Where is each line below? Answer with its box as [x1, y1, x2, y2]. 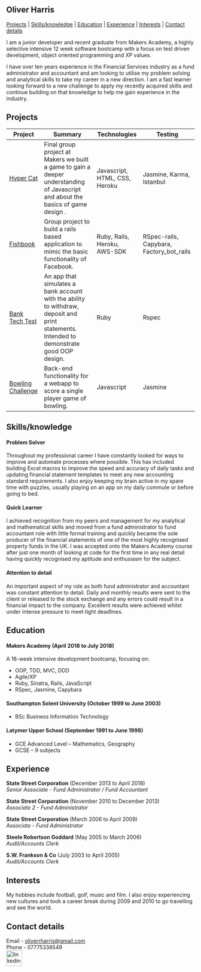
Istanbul [142, 177, 166, 186]
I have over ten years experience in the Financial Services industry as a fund [6, 63, 194, 70]
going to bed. [6, 490, 39, 497]
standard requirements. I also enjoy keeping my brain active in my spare [6, 478, 184, 485]
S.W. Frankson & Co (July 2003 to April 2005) [6, 852, 120, 859]
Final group [44, 140, 76, 149]
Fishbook [9, 240, 35, 248]
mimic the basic [44, 247, 89, 255]
